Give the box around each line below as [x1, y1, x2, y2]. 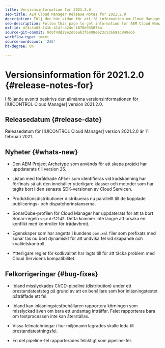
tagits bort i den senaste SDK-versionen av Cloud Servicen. [12, 186, 133, 192]
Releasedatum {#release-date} [5, 115, 102, 123]
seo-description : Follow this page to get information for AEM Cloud [5, 21, 151, 26]
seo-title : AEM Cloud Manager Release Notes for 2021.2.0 [5, 12, 126, 17]
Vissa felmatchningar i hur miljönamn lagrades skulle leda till [12, 323, 135, 328]
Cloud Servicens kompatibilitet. [12, 256, 76, 261]
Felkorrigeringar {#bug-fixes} [5, 270, 98, 278]
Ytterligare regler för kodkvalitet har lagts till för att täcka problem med [12, 250, 155, 256]
